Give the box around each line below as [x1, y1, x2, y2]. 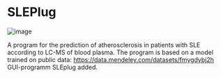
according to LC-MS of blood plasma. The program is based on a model [7, 48, 214, 56]
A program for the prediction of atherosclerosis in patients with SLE [7, 40, 201, 49]
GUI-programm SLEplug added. [7, 63, 98, 71]
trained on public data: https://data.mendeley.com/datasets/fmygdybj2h [7, 55, 215, 63]
